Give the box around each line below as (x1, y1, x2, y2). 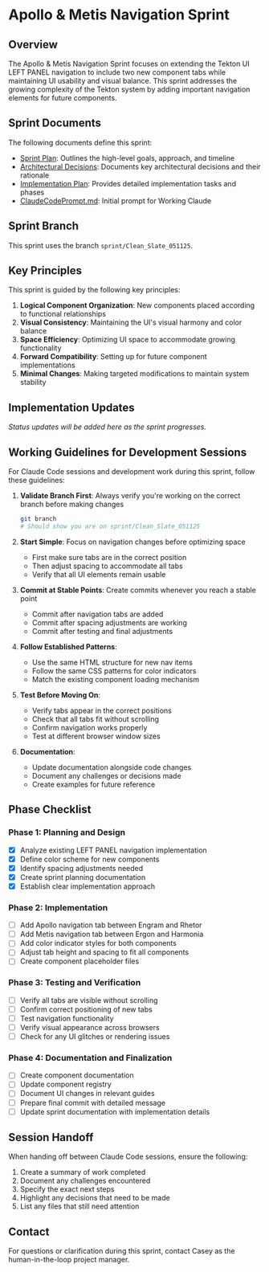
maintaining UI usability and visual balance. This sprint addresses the (8, 76, 238, 85)
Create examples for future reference (31, 779, 156, 789)
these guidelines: (8, 476, 66, 485)
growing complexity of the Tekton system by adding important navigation (8, 84, 251, 94)
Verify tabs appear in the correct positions (31, 706, 173, 715)
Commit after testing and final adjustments (31, 626, 173, 636)
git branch (19, 515, 57, 523)
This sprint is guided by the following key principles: (8, 285, 181, 295)
